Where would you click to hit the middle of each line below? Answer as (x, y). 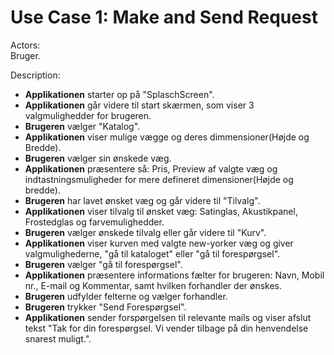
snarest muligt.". (58, 338)
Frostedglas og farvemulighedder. (94, 222)
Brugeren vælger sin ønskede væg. (98, 158)
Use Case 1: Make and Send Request (164, 17)
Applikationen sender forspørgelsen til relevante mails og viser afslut (168, 317)
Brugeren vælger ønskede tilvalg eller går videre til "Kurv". (145, 232)
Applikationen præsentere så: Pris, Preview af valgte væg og (151, 168)
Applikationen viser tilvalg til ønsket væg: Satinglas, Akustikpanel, (161, 211)
